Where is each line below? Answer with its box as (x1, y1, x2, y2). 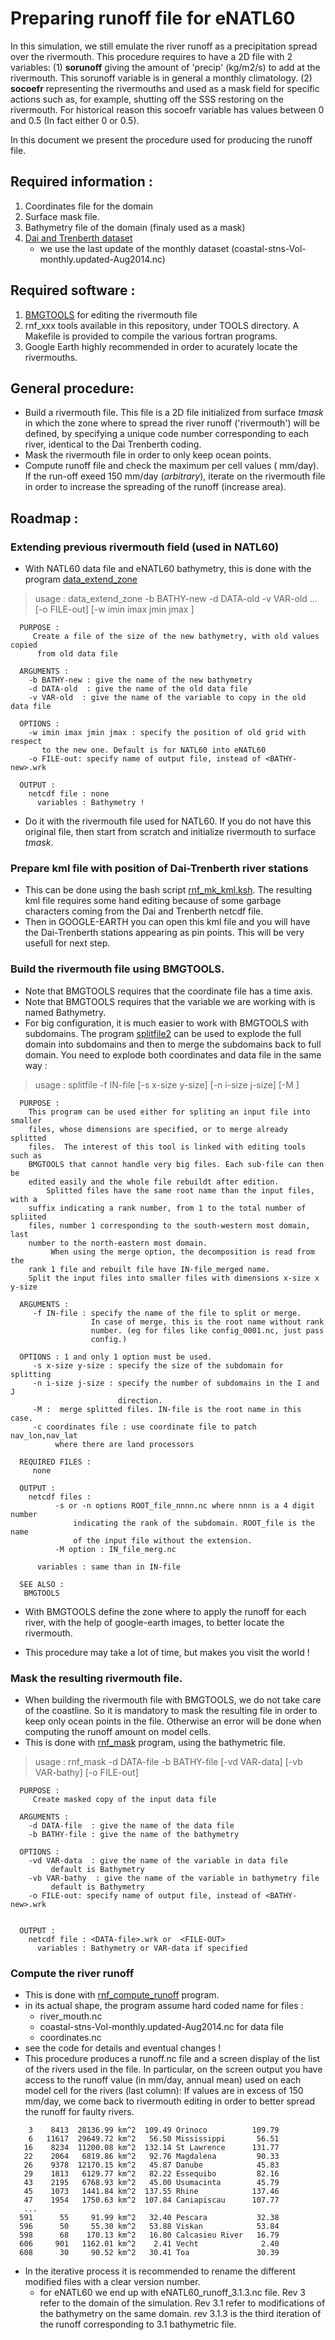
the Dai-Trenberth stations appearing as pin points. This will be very (24, 927, 305, 939)
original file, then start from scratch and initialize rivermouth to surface (24, 826, 317, 838)
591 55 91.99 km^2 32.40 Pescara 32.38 (19, 2213, 280, 2223)
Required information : (10, 173, 153, 191)
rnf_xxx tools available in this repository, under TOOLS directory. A (24, 319, 300, 331)
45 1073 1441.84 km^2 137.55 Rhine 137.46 (23, 2187, 280, 2197)
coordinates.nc (39, 2032, 102, 2044)
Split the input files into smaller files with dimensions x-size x (28, 1273, 320, 1283)
